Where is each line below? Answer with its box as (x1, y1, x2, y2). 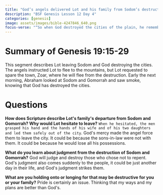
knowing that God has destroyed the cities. (5, 83, 91, 89)
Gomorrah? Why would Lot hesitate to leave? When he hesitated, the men (5, 120, 155, 126)
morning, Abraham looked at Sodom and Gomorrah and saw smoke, (5, 77, 141, 83)
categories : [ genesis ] (5, 16, 51, 21)
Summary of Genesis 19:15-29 (5, 46, 130, 57)
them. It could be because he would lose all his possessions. (5, 140, 126, 146)
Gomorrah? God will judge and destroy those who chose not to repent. (5, 155, 147, 160)
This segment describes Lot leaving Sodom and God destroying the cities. (5, 62, 153, 68)
